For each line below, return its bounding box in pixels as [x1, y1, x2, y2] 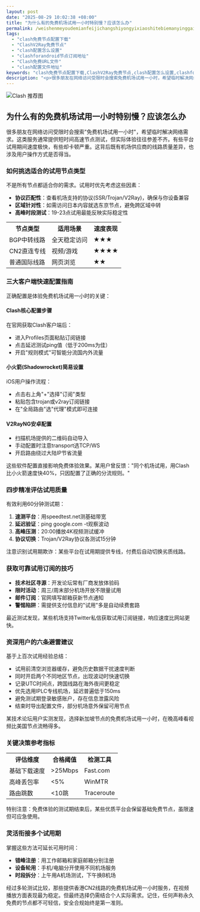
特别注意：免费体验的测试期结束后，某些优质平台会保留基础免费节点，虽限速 [6, 805, 194, 813]
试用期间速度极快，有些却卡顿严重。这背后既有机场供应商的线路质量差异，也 [6, 143, 194, 150]
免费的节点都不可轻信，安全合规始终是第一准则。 [6, 899, 126, 906]
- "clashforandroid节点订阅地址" [11, 53, 89, 59]
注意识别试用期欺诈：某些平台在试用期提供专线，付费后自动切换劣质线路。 [6, 548, 189, 555]
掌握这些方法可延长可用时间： [6, 844, 79, 851]
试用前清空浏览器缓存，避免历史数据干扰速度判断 [14, 665, 135, 673]
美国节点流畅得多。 [16, 723, 64, 730]
